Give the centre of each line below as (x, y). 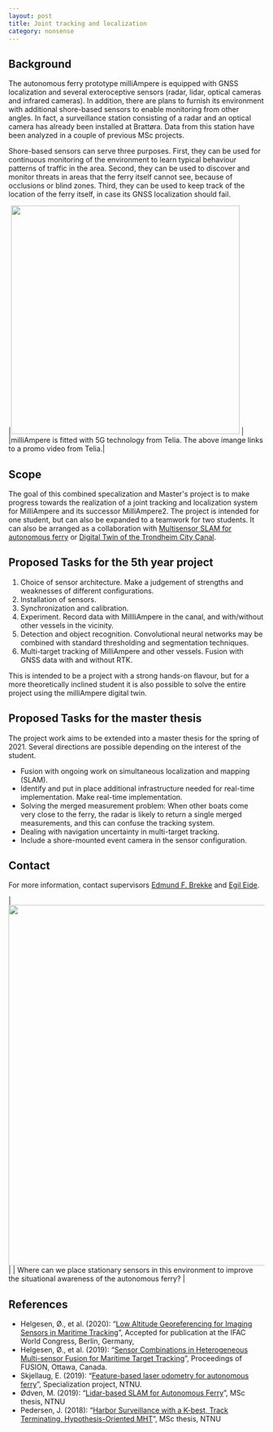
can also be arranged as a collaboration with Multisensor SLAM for (120, 528)
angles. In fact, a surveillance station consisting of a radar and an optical (130, 118)
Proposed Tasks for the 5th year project (111, 563)
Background (40, 64)
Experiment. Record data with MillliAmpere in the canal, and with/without (142, 616)
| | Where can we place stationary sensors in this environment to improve (131, 1270)
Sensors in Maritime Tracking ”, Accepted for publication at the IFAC (133, 1333)
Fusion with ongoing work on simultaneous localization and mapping (135, 771)
